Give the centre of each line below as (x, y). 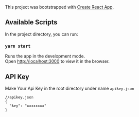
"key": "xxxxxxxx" (28, 106)
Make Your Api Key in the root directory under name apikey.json (70, 88)
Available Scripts (31, 22)
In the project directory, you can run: (42, 34)
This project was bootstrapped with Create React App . (60, 7)
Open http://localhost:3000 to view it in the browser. (57, 61)
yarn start (18, 46)
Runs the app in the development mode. (45, 56)
